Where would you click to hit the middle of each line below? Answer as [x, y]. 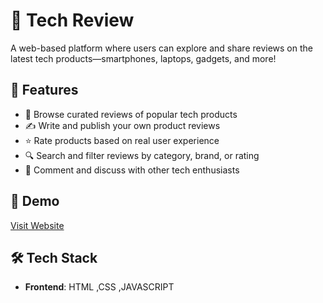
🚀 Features [44, 90]
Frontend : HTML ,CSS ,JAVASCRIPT [99, 287]
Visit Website [37, 225]
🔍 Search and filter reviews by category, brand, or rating [142, 155]
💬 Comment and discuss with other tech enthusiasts [132, 170]
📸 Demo [35, 201]
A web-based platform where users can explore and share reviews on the [161, 48]
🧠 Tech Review [72, 20]
